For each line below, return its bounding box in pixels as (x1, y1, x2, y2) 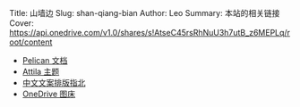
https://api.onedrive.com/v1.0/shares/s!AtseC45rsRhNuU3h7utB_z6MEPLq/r (9, 28, 291, 37)
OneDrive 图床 (21, 88, 76, 99)
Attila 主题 (21, 66, 60, 77)
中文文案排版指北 (21, 78, 86, 87)
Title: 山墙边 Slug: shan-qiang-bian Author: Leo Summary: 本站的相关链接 (9, 8, 280, 18)
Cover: (9, 18, 34, 29)
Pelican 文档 (21, 55, 68, 65)
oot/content (9, 37, 53, 47)
